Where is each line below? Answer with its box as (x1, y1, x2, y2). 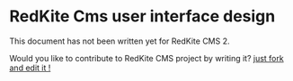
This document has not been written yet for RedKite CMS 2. (9, 36, 231, 46)
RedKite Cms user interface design (9, 6, 276, 27)
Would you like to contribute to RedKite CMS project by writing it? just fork (9, 53, 285, 63)
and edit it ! (9, 62, 51, 73)
